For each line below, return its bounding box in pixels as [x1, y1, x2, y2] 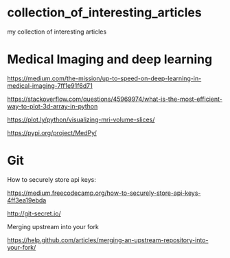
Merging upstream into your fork [7, 222, 100, 231]
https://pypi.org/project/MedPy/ [7, 128, 97, 137]
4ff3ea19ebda [7, 196, 47, 204]
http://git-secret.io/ [7, 209, 62, 218]
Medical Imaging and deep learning [7, 51, 213, 67]
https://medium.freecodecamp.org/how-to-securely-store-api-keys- [7, 189, 201, 197]
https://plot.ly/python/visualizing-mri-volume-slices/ [7, 115, 155, 124]
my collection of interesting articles [7, 27, 107, 36]
